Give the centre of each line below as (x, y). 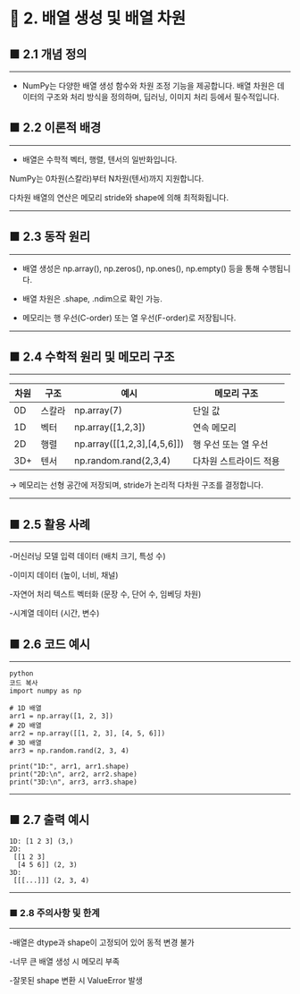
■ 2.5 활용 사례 (50, 524)
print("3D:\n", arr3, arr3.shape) (74, 782)
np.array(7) (98, 411)
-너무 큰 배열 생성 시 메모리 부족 (65, 962)
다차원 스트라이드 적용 (236, 462)
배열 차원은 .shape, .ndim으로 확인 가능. (92, 298)
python (21, 674)
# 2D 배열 (25, 726)
